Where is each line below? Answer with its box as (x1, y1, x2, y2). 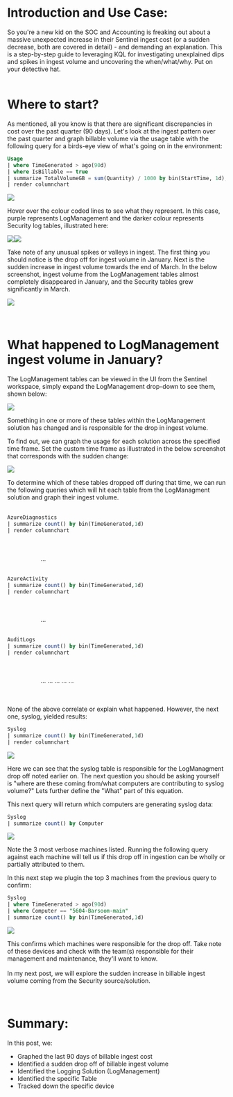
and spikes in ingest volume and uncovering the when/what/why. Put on (7, 57, 214, 65)
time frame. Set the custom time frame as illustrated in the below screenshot (7, 445, 226, 453)
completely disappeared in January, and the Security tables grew (7, 278, 193, 286)
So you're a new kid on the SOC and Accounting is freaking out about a (7, 28, 211, 36)
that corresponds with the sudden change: (7, 452, 129, 461)
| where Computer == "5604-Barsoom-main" (7, 908, 129, 915)
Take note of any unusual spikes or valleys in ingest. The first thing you (7, 248, 210, 257)
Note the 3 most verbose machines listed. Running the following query (7, 845, 209, 854)
